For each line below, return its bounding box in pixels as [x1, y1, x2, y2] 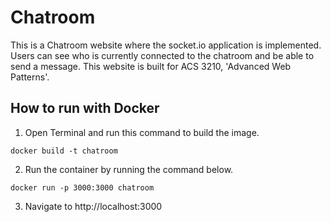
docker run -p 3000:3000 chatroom [10, 182, 155, 193]
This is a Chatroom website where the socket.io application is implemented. [10, 39, 322, 51]
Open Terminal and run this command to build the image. [24, 126, 260, 138]
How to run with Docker [10, 100, 160, 117]
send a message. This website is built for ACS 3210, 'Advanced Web [10, 60, 292, 72]
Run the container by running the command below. [24, 163, 234, 175]
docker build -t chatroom [10, 146, 118, 156]
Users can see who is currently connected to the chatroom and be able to [10, 49, 315, 61]
